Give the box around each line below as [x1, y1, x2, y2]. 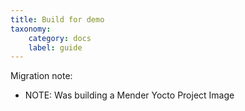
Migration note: [10, 70, 73, 82]
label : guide [28, 42, 83, 53]
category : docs [28, 33, 92, 43]
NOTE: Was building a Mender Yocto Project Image [24, 89, 235, 101]
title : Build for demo [10, 14, 105, 25]
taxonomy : [10, 24, 52, 34]
